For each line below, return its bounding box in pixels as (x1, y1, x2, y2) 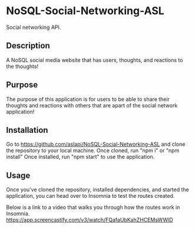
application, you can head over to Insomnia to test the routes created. (6, 192, 175, 199)
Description (6, 41, 50, 51)
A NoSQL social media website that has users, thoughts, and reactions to (6, 56, 183, 63)
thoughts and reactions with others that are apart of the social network (6, 102, 178, 109)
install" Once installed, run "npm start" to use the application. (6, 153, 155, 161)
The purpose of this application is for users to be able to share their (6, 96, 170, 103)
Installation (6, 125, 48, 135)
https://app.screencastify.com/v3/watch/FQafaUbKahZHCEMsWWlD (6, 217, 173, 224)
